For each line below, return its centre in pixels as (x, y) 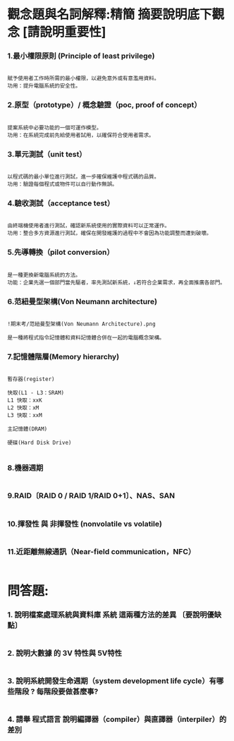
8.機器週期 (25, 468)
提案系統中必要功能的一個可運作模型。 (55, 128)
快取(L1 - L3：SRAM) (36, 393)
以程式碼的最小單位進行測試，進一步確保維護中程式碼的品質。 (84, 177)
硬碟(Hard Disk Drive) (39, 443)
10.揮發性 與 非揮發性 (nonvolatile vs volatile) (85, 524)
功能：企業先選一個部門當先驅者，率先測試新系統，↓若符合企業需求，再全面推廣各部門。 (116, 282)
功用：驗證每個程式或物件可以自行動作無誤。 (62, 184)
